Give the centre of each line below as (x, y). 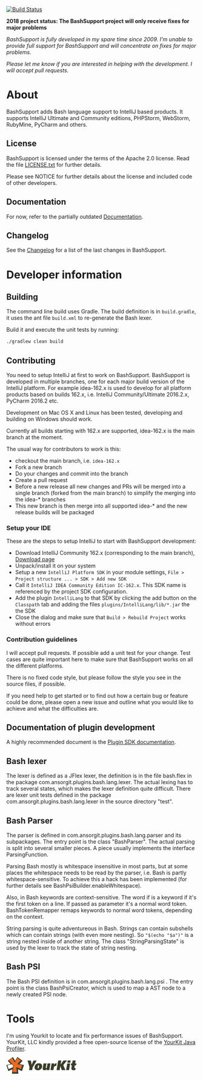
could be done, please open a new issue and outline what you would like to (100, 702)
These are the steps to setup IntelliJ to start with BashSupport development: (101, 541)
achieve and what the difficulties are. (52, 708)
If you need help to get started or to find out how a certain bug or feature (97, 696)
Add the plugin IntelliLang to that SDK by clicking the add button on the (106, 598)
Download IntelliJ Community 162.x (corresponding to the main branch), (105, 553)
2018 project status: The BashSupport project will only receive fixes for (98, 21)
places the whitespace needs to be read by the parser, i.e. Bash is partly (96, 873)
